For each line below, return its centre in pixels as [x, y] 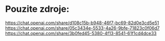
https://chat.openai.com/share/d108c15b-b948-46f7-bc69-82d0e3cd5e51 [82, 23]
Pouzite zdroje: [37, 9]
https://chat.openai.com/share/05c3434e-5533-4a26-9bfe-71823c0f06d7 [82, 28]
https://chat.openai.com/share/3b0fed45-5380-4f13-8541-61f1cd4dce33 [81, 33]
